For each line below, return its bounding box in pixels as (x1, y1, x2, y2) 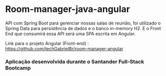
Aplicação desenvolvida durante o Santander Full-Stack (5, 58, 144, 65)
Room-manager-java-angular (5, 3, 130, 15)
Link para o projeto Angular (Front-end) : (5, 40, 89, 46)
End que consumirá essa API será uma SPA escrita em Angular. (5, 30, 136, 36)
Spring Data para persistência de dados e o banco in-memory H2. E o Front (5, 25, 161, 31)
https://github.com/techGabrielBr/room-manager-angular (5, 45, 124, 51)
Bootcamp (5, 64, 31, 71)
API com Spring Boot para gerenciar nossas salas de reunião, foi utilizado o (5, 20, 161, 26)
